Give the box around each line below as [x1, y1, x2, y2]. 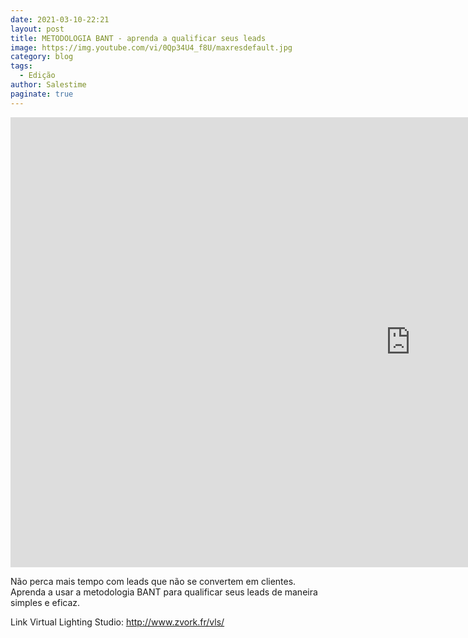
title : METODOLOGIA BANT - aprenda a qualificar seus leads [10, 33, 267, 43]
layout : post [10, 24, 65, 34]
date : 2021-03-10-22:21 [10, 14, 110, 25]
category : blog [10, 52, 74, 62]
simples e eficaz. [10, 596, 81, 608]
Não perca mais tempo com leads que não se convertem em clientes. [10, 575, 297, 587]
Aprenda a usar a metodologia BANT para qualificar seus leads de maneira [10, 586, 318, 598]
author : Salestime [10, 80, 87, 90]
